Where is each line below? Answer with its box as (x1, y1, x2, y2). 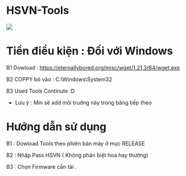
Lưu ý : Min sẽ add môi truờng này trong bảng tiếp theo (14, 99, 152, 106)
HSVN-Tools (6, 4, 69, 17)
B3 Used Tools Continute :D (6, 87, 75, 94)
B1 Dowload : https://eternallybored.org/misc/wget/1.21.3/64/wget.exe (6, 64, 180, 71)
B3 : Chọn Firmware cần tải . (6, 163, 77, 170)
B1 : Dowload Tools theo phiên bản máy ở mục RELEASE (6, 139, 146, 147)
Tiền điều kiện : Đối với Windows (6, 44, 173, 58)
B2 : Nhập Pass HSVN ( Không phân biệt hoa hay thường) (6, 151, 149, 159)
